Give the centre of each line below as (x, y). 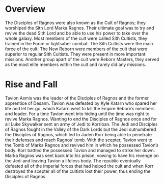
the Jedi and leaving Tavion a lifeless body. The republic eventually (73, 160)
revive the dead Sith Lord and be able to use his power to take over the (77, 33)
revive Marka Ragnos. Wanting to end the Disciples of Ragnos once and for (81, 119)
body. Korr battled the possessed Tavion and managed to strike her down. (80, 150)
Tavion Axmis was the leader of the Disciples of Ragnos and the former (77, 98)
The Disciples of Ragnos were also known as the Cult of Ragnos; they (75, 23)
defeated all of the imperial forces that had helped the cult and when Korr (79, 166)
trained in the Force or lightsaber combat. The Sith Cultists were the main (79, 43)
